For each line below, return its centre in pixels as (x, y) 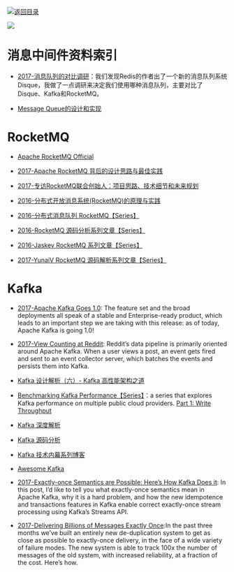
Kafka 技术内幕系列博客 (51, 455)
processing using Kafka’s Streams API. (73, 512)
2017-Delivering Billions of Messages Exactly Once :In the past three (115, 525)
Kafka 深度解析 (39, 425)
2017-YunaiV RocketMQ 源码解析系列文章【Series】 (92, 260)
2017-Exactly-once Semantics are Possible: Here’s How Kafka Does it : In (122, 482)
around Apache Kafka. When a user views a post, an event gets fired (116, 351)
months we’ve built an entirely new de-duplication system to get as (114, 533)
